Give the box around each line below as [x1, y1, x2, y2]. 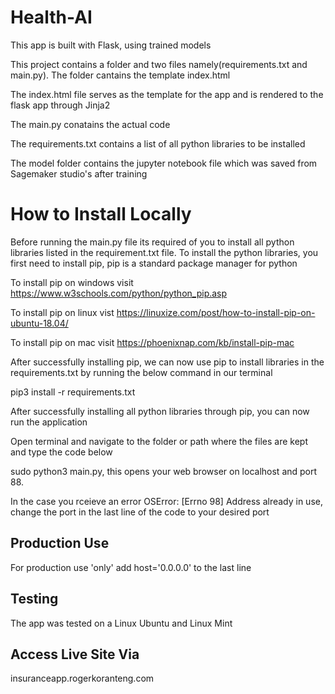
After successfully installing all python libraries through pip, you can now [10, 405, 310, 417]
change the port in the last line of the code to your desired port [10, 506, 270, 518]
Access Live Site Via [10, 646, 140, 663]
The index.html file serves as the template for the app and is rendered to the [10, 88, 324, 100]
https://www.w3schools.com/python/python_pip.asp [10, 287, 228, 299]
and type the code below [10, 446, 113, 458]
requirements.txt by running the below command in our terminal [10, 366, 273, 378]
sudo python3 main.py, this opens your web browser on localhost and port [10, 465, 318, 477]
